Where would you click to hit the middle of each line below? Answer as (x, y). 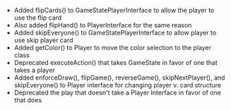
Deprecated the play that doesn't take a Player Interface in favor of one (117, 92)
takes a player (34, 70)
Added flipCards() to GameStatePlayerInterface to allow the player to (114, 10)
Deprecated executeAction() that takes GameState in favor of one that (115, 62)
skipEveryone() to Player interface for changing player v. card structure (117, 85)
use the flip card (38, 18)
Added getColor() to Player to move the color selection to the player (113, 48)
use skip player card (43, 40)
